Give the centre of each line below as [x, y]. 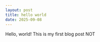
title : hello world [26, 15]
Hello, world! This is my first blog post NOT [50, 34]
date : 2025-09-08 [24, 19]
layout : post [19, 10]
